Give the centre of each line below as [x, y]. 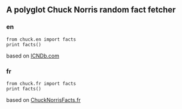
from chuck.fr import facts [41, 83]
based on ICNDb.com [33, 56]
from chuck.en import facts [41, 39]
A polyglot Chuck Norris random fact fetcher [91, 10]
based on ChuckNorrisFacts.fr [43, 100]
